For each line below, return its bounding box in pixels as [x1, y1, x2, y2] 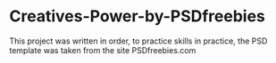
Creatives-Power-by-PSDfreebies [9, 6, 266, 27]
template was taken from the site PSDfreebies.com [9, 44, 197, 55]
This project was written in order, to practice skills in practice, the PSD [9, 35, 268, 46]
